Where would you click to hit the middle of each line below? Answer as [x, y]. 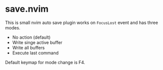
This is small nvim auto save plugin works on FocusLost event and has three [82, 23]
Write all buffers [29, 47]
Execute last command [35, 53]
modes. [13, 27]
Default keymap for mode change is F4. [45, 62]
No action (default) [31, 37]
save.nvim [27, 9]
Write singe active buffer [37, 42]
